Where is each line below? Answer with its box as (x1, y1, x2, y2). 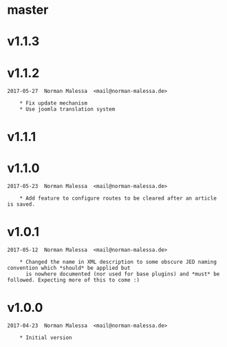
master (7, 2, 49, 18)
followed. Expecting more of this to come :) (7, 277, 140, 284)
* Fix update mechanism (19, 100, 88, 107)
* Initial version (19, 335, 72, 341)
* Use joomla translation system (19, 106, 116, 113)
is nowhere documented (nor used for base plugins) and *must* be (25, 271, 220, 277)
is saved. (7, 201, 36, 208)
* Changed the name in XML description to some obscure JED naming (19, 259, 217, 266)
